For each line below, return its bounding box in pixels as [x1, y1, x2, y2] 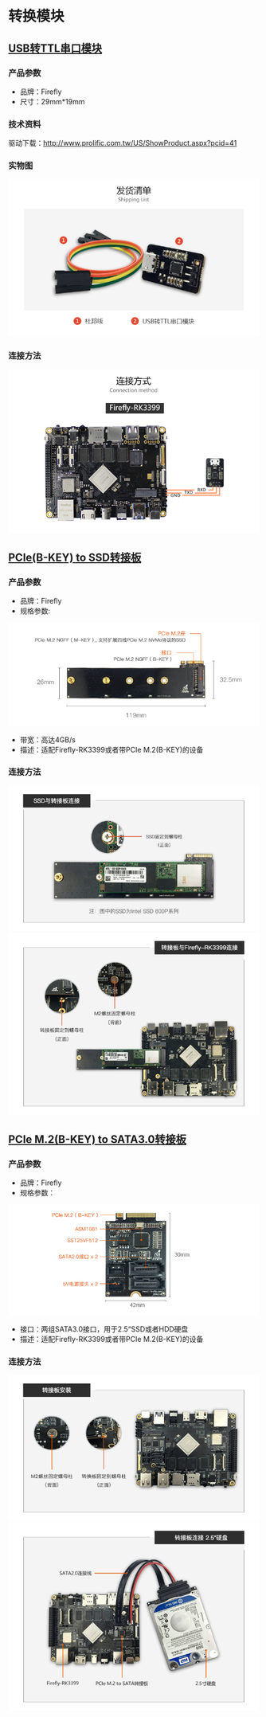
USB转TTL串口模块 [8, 41, 102, 55]
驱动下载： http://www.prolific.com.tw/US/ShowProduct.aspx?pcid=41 [8, 139, 237, 148]
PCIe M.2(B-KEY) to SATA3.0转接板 [8, 1132, 187, 1146]
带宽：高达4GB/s [19, 734, 76, 745]
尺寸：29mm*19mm [19, 96, 85, 106]
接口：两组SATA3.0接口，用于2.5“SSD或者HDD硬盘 [19, 1324, 189, 1334]
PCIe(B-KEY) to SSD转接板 [8, 550, 142, 564]
